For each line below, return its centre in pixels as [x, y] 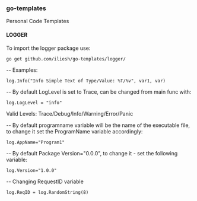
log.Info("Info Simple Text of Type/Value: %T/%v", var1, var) [86, 81]
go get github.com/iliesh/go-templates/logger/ [66, 59]
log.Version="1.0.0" [32, 170]
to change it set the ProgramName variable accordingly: [74, 131]
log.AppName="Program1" [36, 142]
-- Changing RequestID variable [45, 181]
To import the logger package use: [48, 48]
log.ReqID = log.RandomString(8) [47, 192]
